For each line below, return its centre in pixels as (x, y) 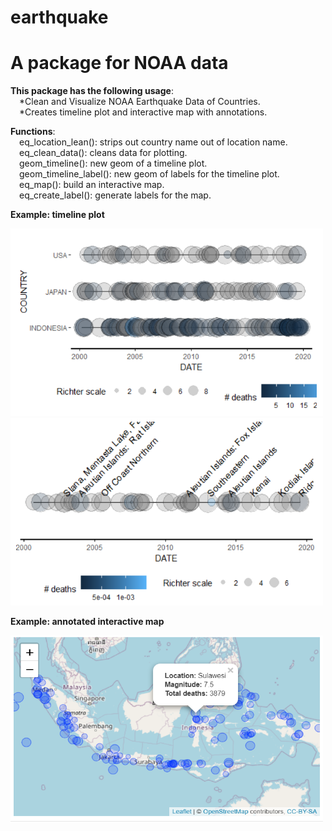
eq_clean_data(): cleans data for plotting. (103, 153)
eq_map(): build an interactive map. (92, 185)
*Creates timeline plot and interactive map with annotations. (143, 112)
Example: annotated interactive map (87, 622)
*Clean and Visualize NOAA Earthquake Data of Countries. (140, 102)
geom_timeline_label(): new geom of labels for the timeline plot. (149, 174)
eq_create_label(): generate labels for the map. (115, 195)
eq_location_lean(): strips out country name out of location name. (153, 142)
